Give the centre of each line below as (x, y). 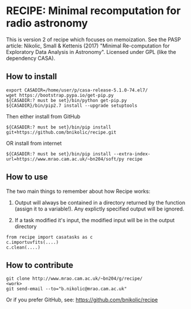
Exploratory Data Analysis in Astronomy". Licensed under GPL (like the (91, 52)
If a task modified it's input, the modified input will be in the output (94, 220)
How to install (32, 77)
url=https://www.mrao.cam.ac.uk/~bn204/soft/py (65, 159)
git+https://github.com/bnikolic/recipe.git (61, 132)
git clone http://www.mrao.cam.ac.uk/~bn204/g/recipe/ (74, 279)
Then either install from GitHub (43, 116)
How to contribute (40, 265)
